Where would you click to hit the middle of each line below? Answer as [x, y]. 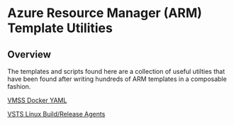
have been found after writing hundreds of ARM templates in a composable [117, 79]
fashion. [19, 86]
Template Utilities [60, 28]
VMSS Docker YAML [37, 100]
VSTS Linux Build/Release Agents [56, 114]
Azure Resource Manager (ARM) [105, 13]
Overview [29, 54]
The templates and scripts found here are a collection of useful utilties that [116, 71]
